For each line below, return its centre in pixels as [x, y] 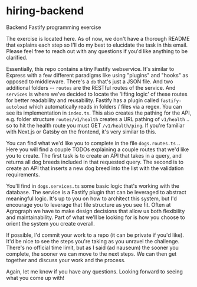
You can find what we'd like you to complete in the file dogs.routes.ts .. [93, 143]
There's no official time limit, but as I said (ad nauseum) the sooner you [92, 247]
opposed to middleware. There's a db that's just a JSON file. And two [90, 81]
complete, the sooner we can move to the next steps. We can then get [91, 254]
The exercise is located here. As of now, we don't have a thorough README [98, 38]
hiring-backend [45, 11]
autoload [17, 107]
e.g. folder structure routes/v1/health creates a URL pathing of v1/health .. [98, 119]
